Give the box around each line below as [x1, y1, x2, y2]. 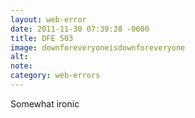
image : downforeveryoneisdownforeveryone [10, 42, 186, 53]
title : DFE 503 [10, 33, 74, 43]
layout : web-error [10, 14, 87, 25]
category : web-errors [10, 71, 101, 81]
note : [10, 61, 33, 71]
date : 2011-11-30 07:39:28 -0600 [10, 24, 150, 34]
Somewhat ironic [10, 97, 80, 110]
